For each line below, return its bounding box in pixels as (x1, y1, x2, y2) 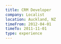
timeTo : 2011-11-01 (5, 26, 47, 31)
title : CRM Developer (5, 7, 52, 13)
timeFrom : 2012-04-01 (5, 21, 52, 27)
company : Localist (5, 12, 45, 17)
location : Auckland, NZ (5, 17, 56, 22)
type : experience (5, 31, 43, 36)
